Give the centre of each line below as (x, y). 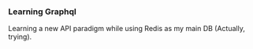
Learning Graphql (42, 12)
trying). (20, 37)
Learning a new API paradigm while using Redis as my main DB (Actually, (127, 29)
